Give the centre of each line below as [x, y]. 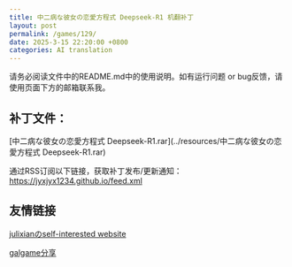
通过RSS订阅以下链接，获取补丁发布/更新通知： [96, 171]
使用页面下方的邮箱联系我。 [60, 88]
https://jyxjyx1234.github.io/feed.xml [76, 180]
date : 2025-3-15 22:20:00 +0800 [69, 42]
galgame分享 [33, 252]
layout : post [33, 26]
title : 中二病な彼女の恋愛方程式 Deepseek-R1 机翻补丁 [102, 17]
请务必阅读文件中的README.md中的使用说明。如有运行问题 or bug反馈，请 [146, 77]
